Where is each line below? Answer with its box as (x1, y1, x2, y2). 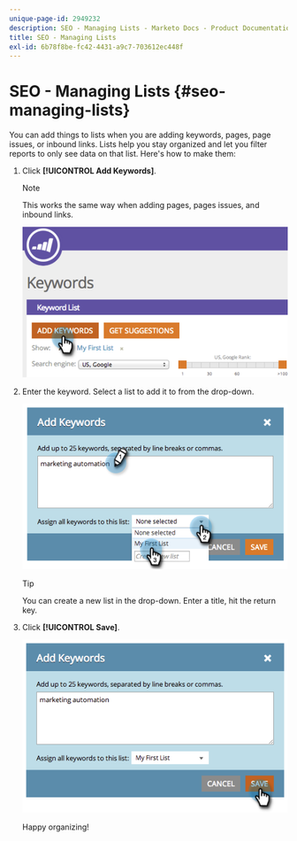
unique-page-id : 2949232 (9, 14, 101, 23)
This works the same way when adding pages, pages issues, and (21, 200, 260, 211)
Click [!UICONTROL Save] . (21, 622, 120, 633)
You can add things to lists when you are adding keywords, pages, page (9, 129, 271, 141)
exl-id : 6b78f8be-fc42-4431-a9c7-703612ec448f (9, 42, 184, 51)
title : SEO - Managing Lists (9, 33, 117, 42)
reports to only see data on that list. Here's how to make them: (9, 149, 236, 159)
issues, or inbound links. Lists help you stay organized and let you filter (9, 139, 268, 150)
